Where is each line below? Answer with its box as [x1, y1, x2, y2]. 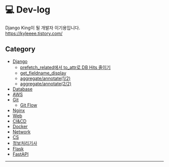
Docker [12, 123, 28, 129]
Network [12, 129, 31, 135]
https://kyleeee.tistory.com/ [5, 30, 63, 36]
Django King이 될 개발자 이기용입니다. [5, 25, 80, 31]
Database [12, 86, 33, 92]
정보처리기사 [12, 140, 38, 146]
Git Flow [20, 102, 38, 108]
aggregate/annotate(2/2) [20, 80, 72, 87]
